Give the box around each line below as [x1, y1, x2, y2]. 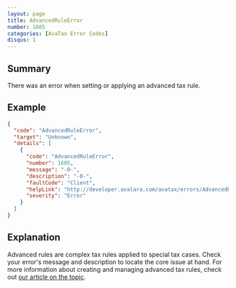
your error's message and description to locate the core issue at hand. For [7, 258, 223, 266]
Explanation [7, 232, 61, 244]
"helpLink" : [25, 186, 61, 193]
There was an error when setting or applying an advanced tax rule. [7, 81, 201, 89]
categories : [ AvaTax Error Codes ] [7, 30, 109, 37]
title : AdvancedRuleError [7, 17, 83, 24]
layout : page [7, 10, 46, 18]
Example [7, 101, 46, 113]
